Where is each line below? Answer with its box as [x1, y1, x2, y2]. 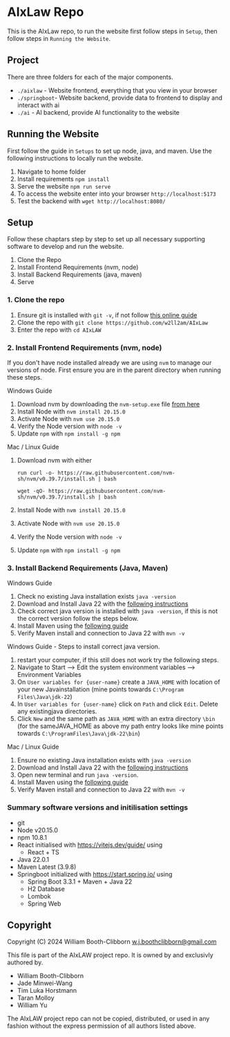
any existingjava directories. [17, 707, 97, 716]
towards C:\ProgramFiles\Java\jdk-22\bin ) [17, 729, 140, 738]
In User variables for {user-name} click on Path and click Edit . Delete [17, 700, 219, 709]
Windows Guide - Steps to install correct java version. [7, 642, 160, 651]
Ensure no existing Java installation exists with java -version [17, 756, 191, 765]
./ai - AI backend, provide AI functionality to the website [17, 108, 180, 116]
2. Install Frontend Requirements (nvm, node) [7, 343, 162, 353]
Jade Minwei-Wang [17, 979, 73, 987]
